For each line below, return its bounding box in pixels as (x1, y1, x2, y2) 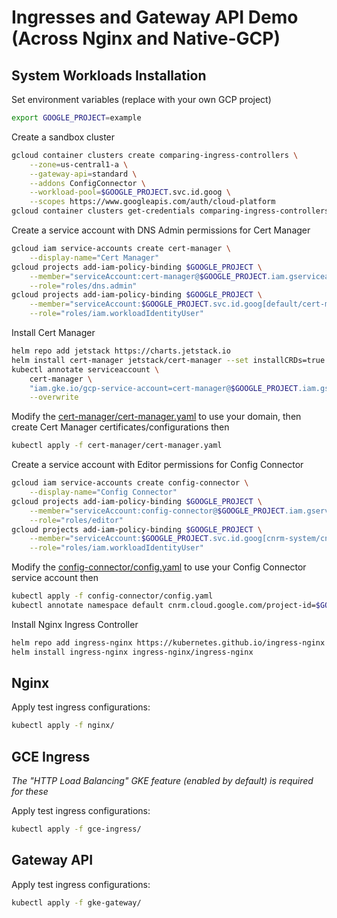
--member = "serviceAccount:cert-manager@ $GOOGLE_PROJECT (29, 271, 268, 281)
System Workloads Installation (11, 67, 207, 84)
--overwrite (29, 392, 79, 403)
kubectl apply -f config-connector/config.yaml (11, 591, 214, 601)
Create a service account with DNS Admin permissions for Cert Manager (11, 224, 311, 236)
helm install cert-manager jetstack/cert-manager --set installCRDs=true (11, 355, 326, 365)
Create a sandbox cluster (11, 131, 116, 143)
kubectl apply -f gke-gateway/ (11, 897, 142, 908)
